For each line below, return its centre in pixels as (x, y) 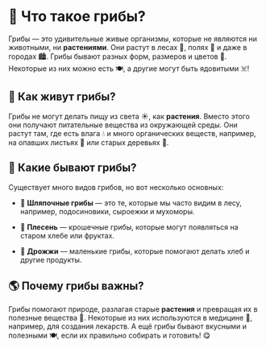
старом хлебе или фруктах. (67, 235)
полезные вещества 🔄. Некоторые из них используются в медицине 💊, (130, 318)
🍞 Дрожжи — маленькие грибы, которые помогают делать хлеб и (135, 251)
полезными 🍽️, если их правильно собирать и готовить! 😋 (110, 336)
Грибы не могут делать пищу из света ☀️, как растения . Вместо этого (129, 116)
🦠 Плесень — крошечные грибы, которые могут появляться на (129, 227)
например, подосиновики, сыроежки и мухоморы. (107, 211)
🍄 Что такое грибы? (77, 17)
